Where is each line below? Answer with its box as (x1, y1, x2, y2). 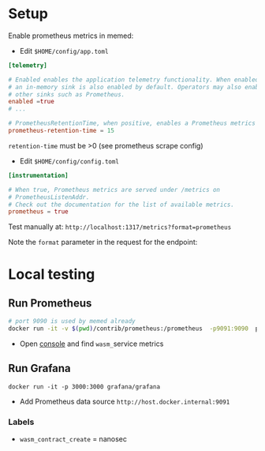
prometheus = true (8, 208, 69, 216)
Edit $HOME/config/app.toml (19, 46, 109, 55)
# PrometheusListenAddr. (8, 193, 90, 201)
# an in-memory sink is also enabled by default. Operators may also (8, 83, 242, 91)
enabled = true (8, 98, 55, 106)
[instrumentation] (8, 171, 69, 179)
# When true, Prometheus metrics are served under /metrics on (8, 186, 221, 194)
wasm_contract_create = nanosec (19, 434, 128, 444)
